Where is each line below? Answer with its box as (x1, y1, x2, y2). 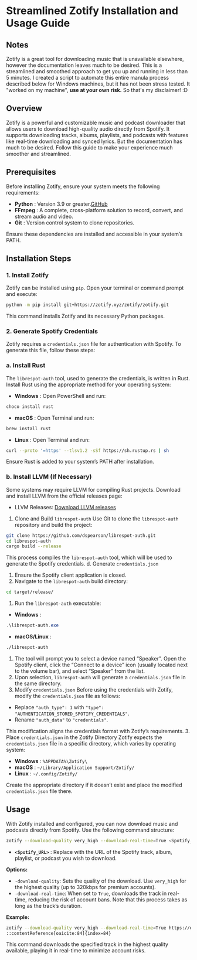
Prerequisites (6, 167, 56, 177)
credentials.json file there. (6, 787, 73, 795)
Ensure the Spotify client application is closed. (14, 571, 127, 578)
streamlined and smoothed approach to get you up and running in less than (6, 68, 188, 74)
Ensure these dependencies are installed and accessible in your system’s (6, 230, 183, 237)
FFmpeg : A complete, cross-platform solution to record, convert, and (14, 206, 184, 213)
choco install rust (6, 403, 54, 410)
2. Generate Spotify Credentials (6, 327, 98, 335)
